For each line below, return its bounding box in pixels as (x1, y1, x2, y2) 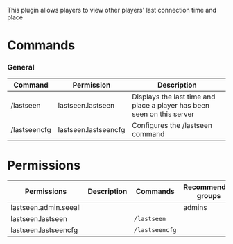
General (7, 63, 35, 72)
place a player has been (131, 101, 210, 111)
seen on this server (131, 109, 195, 119)
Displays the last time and (131, 92, 216, 101)
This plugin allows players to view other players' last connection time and (7, 6, 217, 14)
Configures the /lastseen (131, 121, 213, 131)
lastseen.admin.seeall (10, 203, 81, 213)
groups (196, 191, 221, 201)
